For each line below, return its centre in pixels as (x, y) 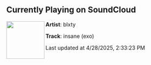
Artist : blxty (61, 24)
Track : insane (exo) (70, 36)
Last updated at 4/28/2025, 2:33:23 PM (95, 48)
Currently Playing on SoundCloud (71, 10)
